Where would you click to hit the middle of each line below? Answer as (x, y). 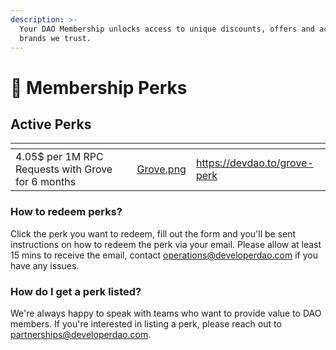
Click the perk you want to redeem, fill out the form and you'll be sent (153, 233)
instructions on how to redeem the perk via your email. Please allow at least (166, 244)
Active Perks (51, 124)
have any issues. (45, 265)
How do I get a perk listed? (76, 291)
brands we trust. (55, 38)
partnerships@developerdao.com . (81, 334)
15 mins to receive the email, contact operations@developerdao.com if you (164, 255)
